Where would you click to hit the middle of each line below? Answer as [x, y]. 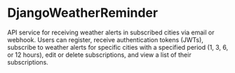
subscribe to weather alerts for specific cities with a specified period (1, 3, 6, [118, 47]
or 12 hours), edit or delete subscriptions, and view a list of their [99, 55]
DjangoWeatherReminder [83, 13]
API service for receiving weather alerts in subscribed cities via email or [111, 32]
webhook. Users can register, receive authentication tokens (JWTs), [105, 39]
